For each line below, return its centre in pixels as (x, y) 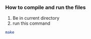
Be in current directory (36, 18)
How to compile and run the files (46, 7)
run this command (31, 23)
